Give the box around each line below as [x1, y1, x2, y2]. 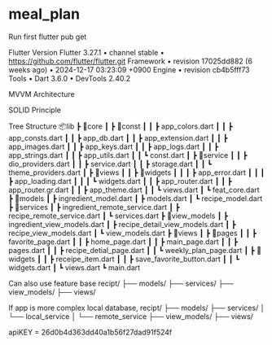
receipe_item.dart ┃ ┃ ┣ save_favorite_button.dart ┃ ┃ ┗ [55, 254, 240, 264]
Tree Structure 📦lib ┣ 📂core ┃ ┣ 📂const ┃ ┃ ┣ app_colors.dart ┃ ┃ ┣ [8, 121, 233, 131]
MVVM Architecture [8, 89, 75, 98]
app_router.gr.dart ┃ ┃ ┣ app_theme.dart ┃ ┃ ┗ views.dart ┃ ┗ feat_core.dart [8, 185, 260, 194]
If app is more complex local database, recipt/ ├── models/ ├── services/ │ [8, 303, 265, 312]
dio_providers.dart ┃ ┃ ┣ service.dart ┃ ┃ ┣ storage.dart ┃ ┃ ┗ [8, 159, 212, 168]
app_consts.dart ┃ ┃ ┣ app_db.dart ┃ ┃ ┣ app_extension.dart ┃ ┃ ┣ [8, 133, 228, 142]
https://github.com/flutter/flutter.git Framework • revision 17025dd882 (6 [8, 56, 252, 66]
